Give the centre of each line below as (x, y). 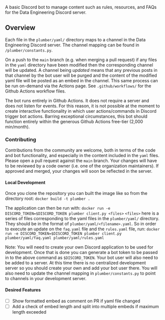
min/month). (17, 127)
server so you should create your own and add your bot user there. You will (81, 268)
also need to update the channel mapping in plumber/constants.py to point (80, 273)
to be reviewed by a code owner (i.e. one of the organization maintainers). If (82, 166)
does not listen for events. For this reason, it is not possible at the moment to (82, 106)
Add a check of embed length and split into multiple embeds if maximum (85, 306)
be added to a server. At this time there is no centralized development (76, 263)
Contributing (21, 139)
